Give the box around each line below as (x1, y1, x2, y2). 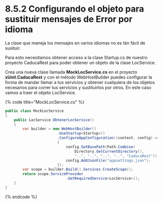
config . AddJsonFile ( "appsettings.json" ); (65, 158, 151, 163)
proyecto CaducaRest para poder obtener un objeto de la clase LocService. (5, 60, 156, 65)
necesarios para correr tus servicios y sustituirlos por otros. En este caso (5, 84, 152, 90)
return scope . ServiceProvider (22, 172, 83, 176)
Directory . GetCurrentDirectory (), (74, 149, 145, 154)
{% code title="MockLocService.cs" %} (5, 99, 85, 105)
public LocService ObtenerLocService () (14, 117, 95, 122)
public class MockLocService (5, 108, 64, 113)
